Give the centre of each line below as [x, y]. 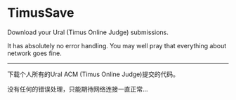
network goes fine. [34, 53]
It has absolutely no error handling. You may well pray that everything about [117, 45]
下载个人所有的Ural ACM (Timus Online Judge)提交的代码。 [93, 74]
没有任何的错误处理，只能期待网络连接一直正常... [78, 89]
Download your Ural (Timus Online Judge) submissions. [88, 32]
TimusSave [41, 13]
